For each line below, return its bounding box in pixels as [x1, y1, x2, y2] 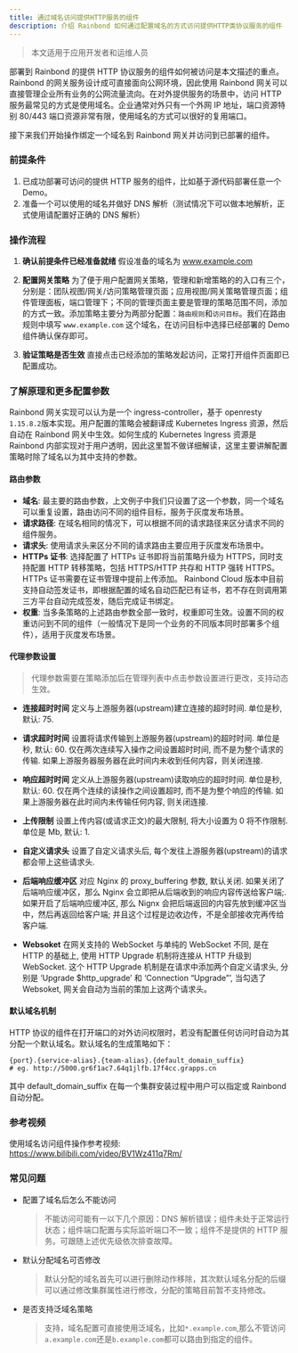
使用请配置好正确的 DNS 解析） [29, 209, 145, 219]
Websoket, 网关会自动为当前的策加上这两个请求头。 [21, 983, 212, 994]
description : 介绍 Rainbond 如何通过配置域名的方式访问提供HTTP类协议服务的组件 [9, 21, 283, 30]
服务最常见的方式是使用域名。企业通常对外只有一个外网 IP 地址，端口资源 [9, 99, 278, 110]
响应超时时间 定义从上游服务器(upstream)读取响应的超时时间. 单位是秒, [21, 773, 283, 785]
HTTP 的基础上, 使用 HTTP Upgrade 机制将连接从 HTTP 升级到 [21, 950, 252, 961]
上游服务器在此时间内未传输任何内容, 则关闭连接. [29, 796, 209, 807]
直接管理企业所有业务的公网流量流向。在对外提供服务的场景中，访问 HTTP [9, 88, 282, 99]
